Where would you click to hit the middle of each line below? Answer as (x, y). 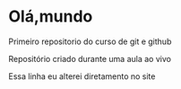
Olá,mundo (51, 17)
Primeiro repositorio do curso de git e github (90, 41)
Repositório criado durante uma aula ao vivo (90, 58)
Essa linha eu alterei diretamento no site (82, 76)
